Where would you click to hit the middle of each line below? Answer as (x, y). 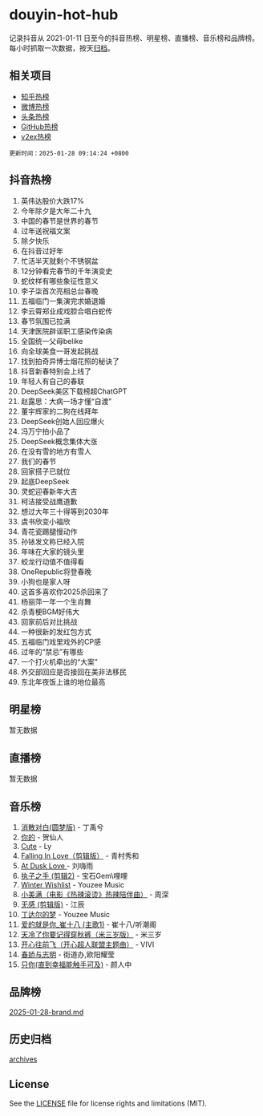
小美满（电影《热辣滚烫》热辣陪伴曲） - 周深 (95, 894)
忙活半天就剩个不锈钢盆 (59, 261)
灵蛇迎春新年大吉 (49, 491)
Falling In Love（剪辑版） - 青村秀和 (80, 856)
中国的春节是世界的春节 (59, 220)
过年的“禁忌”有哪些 (52, 652)
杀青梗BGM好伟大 (50, 612)
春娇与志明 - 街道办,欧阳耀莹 (68, 954)
